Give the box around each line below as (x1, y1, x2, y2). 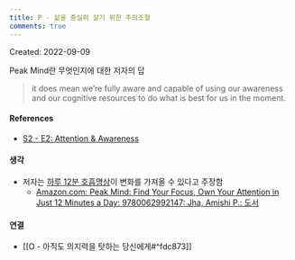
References (9, 113, 54, 124)
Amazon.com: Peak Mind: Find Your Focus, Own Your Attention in (35, 186, 280, 197)
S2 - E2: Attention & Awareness (22, 132, 140, 144)
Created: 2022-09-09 (9, 46, 90, 57)
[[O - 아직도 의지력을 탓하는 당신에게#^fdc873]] (22, 241, 192, 252)
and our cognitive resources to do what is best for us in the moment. (31, 92, 287, 103)
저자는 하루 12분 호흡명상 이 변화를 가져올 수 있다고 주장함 (22, 176, 224, 187)
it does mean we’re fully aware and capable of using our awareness (31, 83, 283, 94)
